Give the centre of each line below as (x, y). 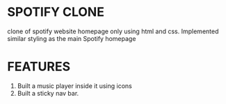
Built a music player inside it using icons (74, 86)
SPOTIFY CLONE (56, 12)
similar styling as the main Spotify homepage (72, 38)
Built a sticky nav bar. (48, 93)
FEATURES (39, 67)
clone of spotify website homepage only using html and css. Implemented (113, 31)
